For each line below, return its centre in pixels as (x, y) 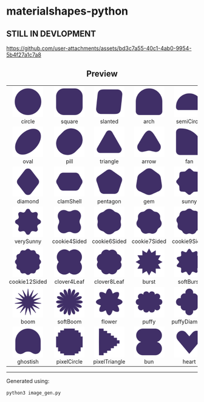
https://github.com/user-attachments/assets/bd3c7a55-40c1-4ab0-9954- (99, 48)
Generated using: (28, 381)
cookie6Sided (109, 241)
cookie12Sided (28, 281)
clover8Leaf (109, 281)
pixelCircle (70, 362)
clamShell (70, 202)
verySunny (28, 241)
